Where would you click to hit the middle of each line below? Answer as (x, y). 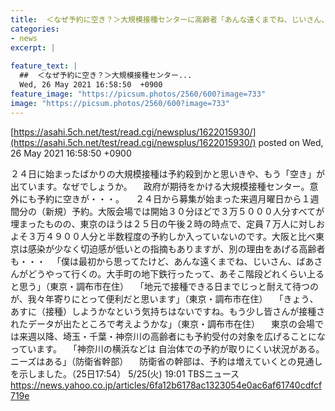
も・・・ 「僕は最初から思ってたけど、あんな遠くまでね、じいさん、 (153, 261)
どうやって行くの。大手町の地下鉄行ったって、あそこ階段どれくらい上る (176, 273)
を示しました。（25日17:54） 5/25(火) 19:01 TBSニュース (125, 373)
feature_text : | (44, 66)
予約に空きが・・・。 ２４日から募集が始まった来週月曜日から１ (173, 198)
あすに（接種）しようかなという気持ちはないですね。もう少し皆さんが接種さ (168, 311)
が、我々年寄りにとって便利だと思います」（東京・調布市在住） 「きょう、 (164, 298)
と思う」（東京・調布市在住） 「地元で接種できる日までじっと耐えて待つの (164, 286)
